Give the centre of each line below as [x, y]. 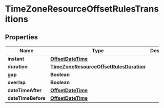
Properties [21, 37]
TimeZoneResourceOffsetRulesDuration [98, 67]
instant [16, 59]
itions [17, 19]
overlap [17, 82]
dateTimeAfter [25, 90]
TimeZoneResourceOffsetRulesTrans [82, 9]
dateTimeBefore [27, 98]
